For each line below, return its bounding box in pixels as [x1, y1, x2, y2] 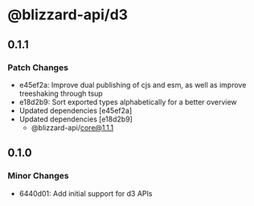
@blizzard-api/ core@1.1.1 [31, 122, 114, 132]
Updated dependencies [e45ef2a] [18, 105, 133, 115]
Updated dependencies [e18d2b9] [18, 114, 133, 124]
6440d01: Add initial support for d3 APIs [18, 188, 153, 198]
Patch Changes [7, 62, 69, 73]
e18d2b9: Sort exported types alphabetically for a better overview [18, 97, 238, 106]
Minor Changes [7, 171, 69, 182]
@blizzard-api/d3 [7, 6, 129, 24]
